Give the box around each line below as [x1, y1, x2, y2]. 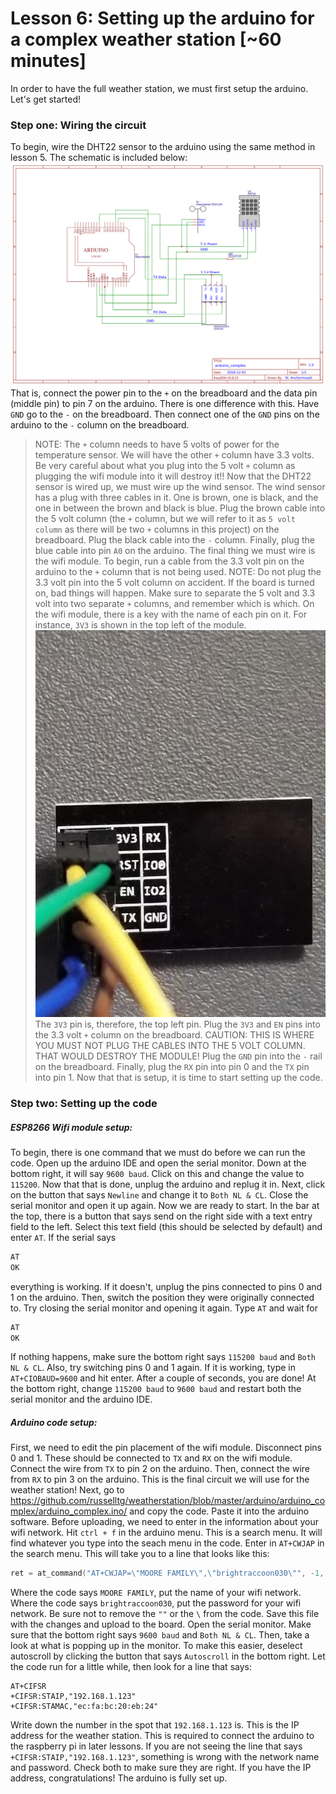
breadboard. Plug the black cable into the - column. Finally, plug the [34, 534, 316, 546]
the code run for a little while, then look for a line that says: [10, 1661, 252, 1673]
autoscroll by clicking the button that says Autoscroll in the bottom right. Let [10, 1650, 326, 1662]
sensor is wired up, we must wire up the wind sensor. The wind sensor [34, 481, 326, 493]
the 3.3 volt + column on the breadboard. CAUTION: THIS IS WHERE [34, 1029, 315, 1041]
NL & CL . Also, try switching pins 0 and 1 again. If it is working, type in [10, 1362, 297, 1374]
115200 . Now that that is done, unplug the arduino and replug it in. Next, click [10, 1178, 326, 1190]
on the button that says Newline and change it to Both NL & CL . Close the [10, 1188, 309, 1201]
